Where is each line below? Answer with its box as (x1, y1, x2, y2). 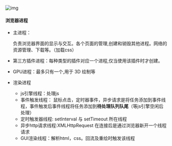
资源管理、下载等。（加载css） (12, 47, 77, 53)
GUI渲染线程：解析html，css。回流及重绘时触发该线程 (20, 135, 135, 141)
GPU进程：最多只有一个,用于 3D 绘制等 (12, 69, 96, 75)
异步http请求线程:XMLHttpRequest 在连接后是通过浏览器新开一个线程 (20, 122, 167, 129)
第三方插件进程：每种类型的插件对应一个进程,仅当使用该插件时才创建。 (12, 58, 163, 64)
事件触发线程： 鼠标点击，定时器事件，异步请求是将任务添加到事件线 (20, 97, 166, 103)
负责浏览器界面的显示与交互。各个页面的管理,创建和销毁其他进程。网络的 (12, 40, 167, 47)
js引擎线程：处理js (20, 90, 60, 97)
